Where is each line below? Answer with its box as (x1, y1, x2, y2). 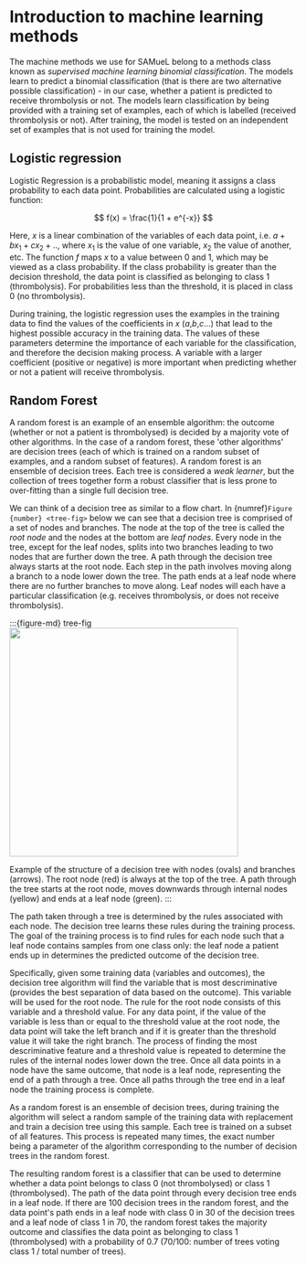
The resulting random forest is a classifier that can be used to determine (9, 1168, 281, 1179)
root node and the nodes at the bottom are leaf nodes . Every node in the (9, 532, 282, 543)
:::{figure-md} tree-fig (9, 617, 92, 628)
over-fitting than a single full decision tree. (9, 485, 169, 496)
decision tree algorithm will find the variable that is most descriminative (9, 977, 278, 989)
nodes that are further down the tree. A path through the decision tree (9, 552, 273, 563)
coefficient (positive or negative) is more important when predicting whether (9, 357, 297, 368)
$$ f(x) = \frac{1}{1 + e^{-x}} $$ (93, 212, 214, 223)
